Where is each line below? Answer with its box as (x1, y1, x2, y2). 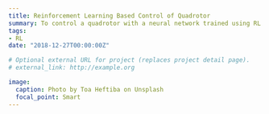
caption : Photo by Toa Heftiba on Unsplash (15, 85, 163, 93)
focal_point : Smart (15, 93, 81, 101)
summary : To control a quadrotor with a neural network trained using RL (8, 19, 262, 27)
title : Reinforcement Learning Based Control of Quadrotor (8, 11, 211, 20)
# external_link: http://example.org (8, 63, 135, 72)
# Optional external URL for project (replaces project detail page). (8, 56, 250, 64)
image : (8, 78, 31, 86)
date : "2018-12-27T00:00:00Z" (8, 42, 110, 50)
